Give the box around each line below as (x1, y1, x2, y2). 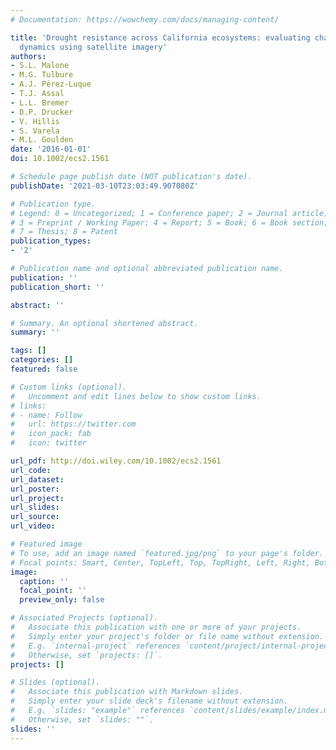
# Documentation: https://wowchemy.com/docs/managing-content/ (10, 14, 280, 25)
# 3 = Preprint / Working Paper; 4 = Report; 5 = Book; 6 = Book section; (10, 217, 329, 228)
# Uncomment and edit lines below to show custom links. (10, 391, 262, 401)
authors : (10, 51, 47, 61)
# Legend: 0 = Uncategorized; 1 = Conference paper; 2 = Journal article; (10, 208, 329, 218)
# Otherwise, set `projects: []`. (10, 650, 163, 660)
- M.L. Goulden (10, 135, 74, 145)
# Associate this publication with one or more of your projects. (10, 622, 302, 632)
